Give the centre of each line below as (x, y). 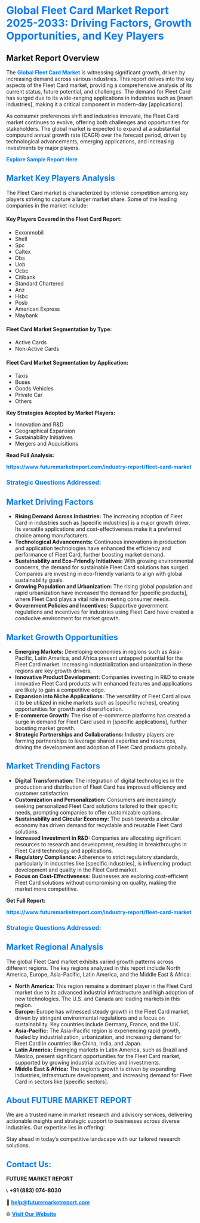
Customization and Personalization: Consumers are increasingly (95, 800)
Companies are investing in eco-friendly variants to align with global (99, 574)
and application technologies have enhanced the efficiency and (93, 548)
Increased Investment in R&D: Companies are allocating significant (98, 838)
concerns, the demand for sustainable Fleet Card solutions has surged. (102, 567)
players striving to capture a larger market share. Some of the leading (92, 199)
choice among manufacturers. (52, 536)
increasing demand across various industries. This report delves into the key (100, 79)
